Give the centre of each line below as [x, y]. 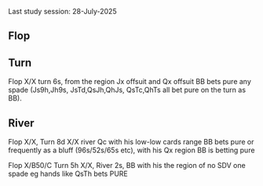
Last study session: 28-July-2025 [62, 11]
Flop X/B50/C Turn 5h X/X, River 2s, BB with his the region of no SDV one [127, 166]
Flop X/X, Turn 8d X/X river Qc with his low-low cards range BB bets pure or [131, 142]
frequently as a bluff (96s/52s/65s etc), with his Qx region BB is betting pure [131, 150]
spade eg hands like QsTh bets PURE [68, 174]
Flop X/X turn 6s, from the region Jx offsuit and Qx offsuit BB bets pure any [130, 82]
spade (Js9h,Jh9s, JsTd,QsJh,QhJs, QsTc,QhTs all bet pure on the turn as [127, 90]
